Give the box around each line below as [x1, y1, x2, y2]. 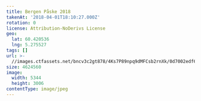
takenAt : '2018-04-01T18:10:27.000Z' [6, 14, 100, 20]
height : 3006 [11, 81, 44, 87]
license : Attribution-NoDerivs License [6, 25, 106, 31]
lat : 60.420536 [11, 36, 50, 42]
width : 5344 [11, 75, 42, 81]
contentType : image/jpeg [6, 86, 68, 92]
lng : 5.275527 [11, 42, 47, 48]
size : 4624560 [6, 64, 42, 70]
